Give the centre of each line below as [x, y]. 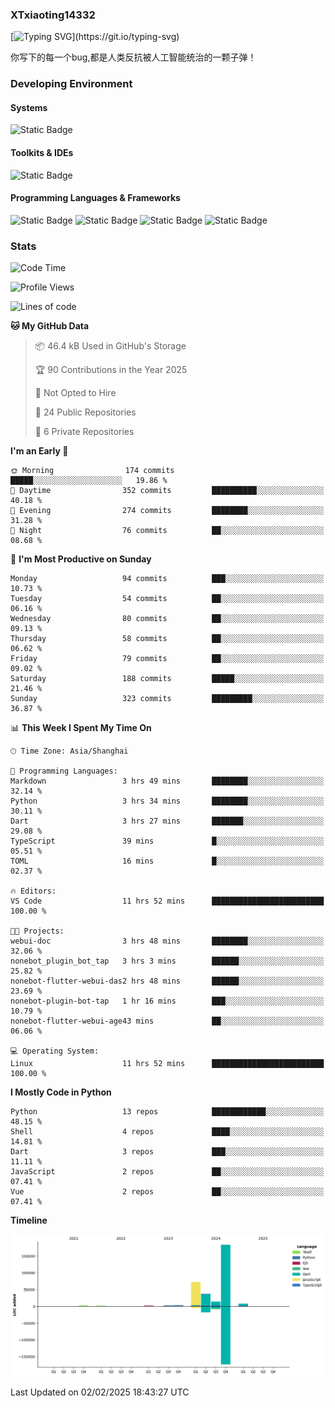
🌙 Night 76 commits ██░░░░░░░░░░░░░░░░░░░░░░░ [167, 531]
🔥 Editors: [33, 891]
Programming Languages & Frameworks [95, 198]
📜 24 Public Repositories [85, 412]
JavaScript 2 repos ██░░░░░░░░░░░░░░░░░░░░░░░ [167, 1172]
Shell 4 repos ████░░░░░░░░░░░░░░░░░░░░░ [167, 1132]
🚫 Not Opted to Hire [75, 393]
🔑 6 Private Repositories [84, 432]
